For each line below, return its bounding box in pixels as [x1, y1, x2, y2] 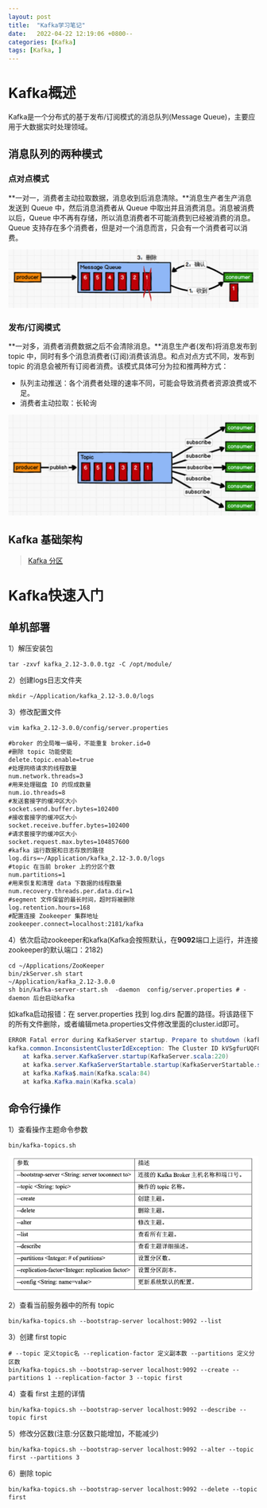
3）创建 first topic [8, 1332, 68, 1342]
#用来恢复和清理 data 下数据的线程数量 [8, 879, 122, 887]
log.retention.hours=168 [8, 904, 91, 912]
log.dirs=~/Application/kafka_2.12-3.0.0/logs [8, 854, 165, 862]
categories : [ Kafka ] [8, 38, 77, 46]
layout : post [8, 13, 52, 21]
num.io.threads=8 [8, 788, 66, 796]
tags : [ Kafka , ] [8, 46, 62, 55]
